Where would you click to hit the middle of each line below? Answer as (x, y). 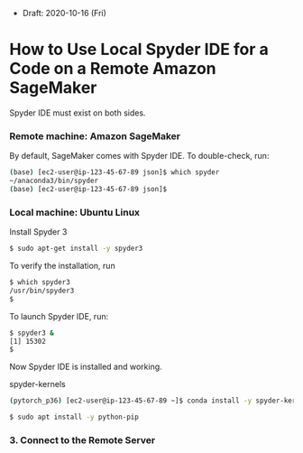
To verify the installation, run (62, 266)
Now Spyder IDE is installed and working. (86, 367)
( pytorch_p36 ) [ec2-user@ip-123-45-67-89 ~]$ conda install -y (131, 401)
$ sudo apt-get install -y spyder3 (76, 249)
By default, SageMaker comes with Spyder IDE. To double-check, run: (139, 156)
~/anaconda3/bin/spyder (54, 181)
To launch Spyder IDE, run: (59, 316)
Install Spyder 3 (38, 232)
